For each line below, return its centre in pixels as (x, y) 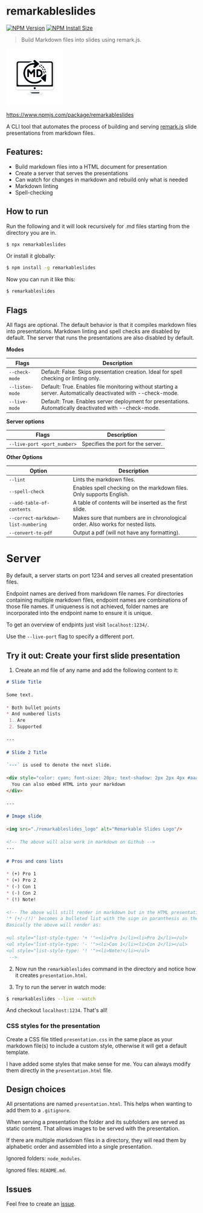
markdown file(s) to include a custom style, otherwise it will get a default (97, 1046)
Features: (25, 152)
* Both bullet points (34, 708)
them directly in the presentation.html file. (60, 1070)
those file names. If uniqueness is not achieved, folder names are (87, 606)
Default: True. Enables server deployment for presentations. (115, 402)
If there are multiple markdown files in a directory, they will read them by (96, 1140)
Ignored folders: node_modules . (44, 1158)
